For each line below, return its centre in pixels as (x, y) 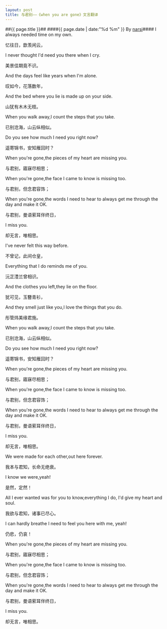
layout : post (19, 10)
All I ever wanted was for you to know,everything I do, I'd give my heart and (84, 497)
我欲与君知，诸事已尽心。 (32, 513)
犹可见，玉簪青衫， (25, 297)
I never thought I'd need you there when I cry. (53, 55)
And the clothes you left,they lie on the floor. (51, 286)
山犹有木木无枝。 (23, 106)
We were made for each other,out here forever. (54, 456)
